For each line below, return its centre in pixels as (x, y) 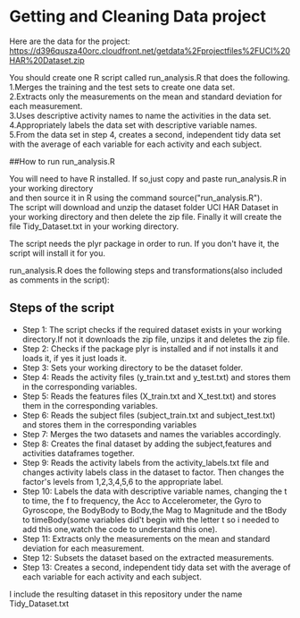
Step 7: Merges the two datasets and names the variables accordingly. (151, 434)
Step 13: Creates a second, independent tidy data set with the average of (156, 567)
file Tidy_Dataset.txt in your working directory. (94, 226)
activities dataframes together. (79, 453)
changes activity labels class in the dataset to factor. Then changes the (153, 472)
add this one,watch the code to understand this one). (120, 529)
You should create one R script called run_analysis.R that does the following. (150, 77)
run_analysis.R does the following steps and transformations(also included (146, 270)
